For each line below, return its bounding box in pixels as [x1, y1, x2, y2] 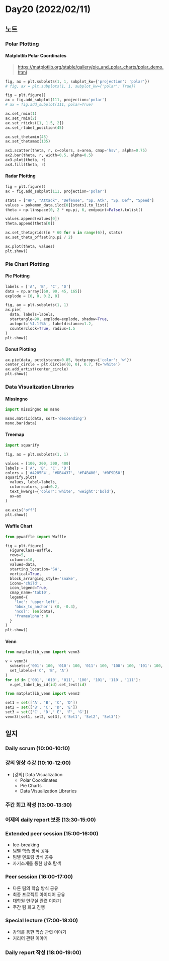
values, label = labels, [10, 480, 57, 485]
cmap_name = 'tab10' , [10, 590, 51, 595]
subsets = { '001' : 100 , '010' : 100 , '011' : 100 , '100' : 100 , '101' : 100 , [10, 663, 163, 669]
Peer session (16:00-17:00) [5, 873, 73, 880]
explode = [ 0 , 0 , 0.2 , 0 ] [5, 293, 59, 299]
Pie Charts [20, 783, 42, 789]
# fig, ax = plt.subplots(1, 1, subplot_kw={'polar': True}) [5, 84, 136, 89]
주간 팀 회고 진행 [12, 904, 45, 910]
